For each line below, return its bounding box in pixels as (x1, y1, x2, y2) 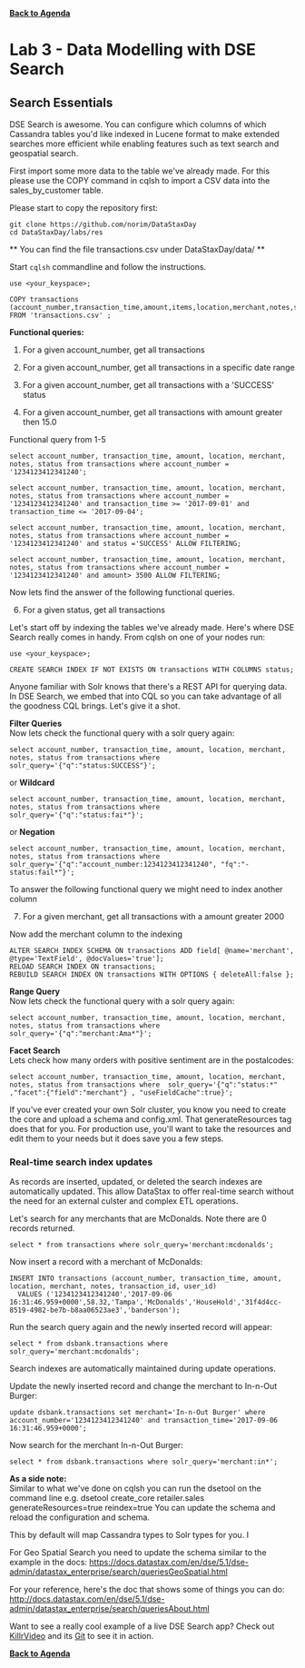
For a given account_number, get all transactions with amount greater (22, 407, 283, 417)
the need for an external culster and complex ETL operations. (9, 1196, 239, 1206)
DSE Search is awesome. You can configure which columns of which (9, 119, 267, 130)
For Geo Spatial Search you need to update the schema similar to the (9, 1547, 267, 1558)
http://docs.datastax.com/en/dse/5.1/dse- (9, 1594, 165, 1604)
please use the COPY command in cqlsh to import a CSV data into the (9, 175, 271, 185)
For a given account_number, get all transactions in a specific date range (22, 362, 295, 372)
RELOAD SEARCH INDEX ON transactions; (9, 962, 156, 971)
